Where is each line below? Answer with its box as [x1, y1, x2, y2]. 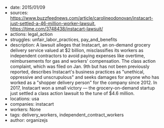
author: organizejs [10, 117, 48, 123]
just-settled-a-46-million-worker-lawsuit [10, 20, 95, 26]
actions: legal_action [10, 31, 53, 37]
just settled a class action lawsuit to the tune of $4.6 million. [10, 91, 135, 96]
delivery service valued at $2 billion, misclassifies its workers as [10, 48, 144, 53]
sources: [10, 10, 29, 16]
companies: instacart [10, 101, 54, 107]
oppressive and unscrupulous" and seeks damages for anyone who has [10, 74, 159, 80]
